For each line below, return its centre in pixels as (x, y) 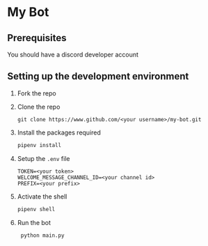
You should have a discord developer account (73, 54)
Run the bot (34, 222)
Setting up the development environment (98, 76)
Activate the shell (42, 197)
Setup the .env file (43, 158)
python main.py (42, 235)
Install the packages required (59, 132)
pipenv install (39, 145)
